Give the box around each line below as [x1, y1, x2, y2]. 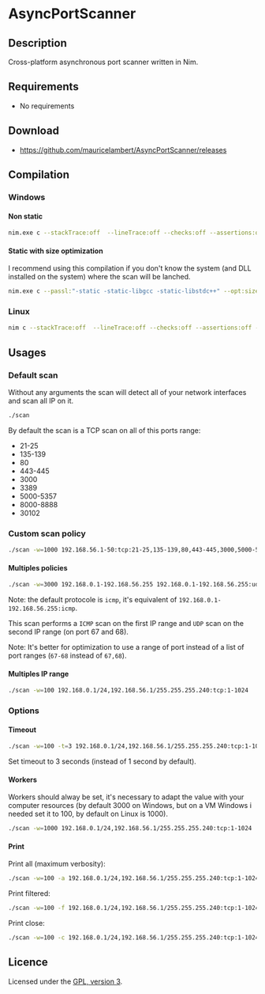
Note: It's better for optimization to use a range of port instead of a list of [8, 643, 244, 652]
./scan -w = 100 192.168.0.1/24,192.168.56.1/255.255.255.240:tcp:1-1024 [8, 686, 248, 695]
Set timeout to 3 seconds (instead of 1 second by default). [8, 757, 197, 766]
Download [8, 124, 59, 138]
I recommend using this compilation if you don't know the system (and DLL [8, 264, 252, 273]
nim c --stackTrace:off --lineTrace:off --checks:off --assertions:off [8, 324, 252, 332]
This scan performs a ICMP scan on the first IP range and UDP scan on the [8, 619, 244, 628]
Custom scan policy [8, 528, 87, 539]
